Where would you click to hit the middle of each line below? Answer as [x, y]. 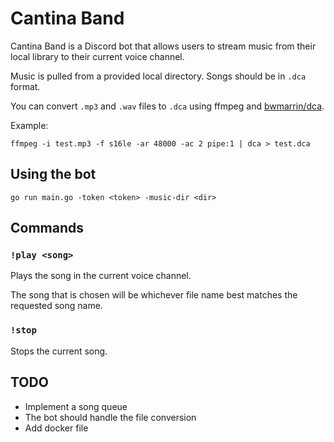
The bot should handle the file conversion [110, 417]
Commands [47, 228]
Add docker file [56, 428]
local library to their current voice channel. [97, 56]
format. [25, 86]
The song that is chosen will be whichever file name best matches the [154, 295]
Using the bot [53, 174]
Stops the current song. [59, 351]
